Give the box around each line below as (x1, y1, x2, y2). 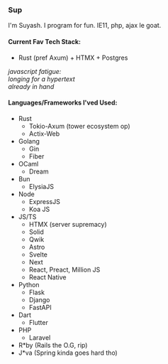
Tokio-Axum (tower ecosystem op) (28, 122, 130, 130)
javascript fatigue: (8, 67, 62, 75)
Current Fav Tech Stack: (8, 37, 81, 45)
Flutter (28, 318, 48, 326)
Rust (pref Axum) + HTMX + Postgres (18, 53, 128, 62)
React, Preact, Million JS (28, 265, 101, 274)
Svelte (28, 250, 48, 259)
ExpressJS (28, 197, 61, 205)
